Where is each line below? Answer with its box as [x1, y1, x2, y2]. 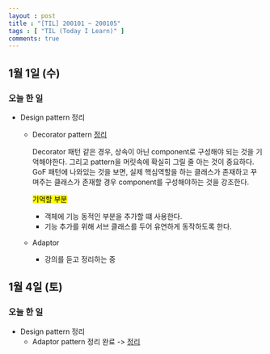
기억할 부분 [32, 194, 67, 204]
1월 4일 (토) [8, 280, 63, 294]
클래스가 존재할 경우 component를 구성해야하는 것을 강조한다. [53, 177, 250, 187]
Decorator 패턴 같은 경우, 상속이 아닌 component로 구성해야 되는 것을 [32, 146, 255, 156]
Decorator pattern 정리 [32, 129, 108, 139]
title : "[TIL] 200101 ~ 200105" [8, 19, 121, 27]
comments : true [8, 34, 60, 43]
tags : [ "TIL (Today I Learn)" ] [8, 27, 125, 35]
